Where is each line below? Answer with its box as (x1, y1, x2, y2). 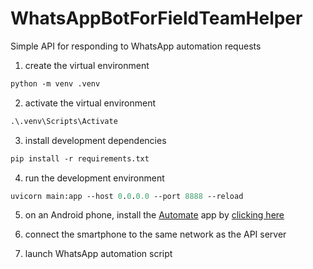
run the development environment (24, 172, 165, 184)
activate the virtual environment (24, 97, 157, 109)
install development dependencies (24, 134, 167, 146)
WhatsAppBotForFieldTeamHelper (10, 7, 303, 30)
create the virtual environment (24, 59, 150, 71)
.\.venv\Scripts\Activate (10, 116, 118, 126)
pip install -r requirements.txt (10, 153, 150, 164)
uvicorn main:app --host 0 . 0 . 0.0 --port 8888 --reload (10, 191, 244, 201)
